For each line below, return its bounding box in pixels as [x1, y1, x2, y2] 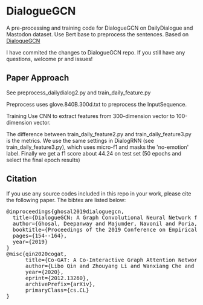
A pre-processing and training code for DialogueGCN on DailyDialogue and [6, 24, 193, 31]
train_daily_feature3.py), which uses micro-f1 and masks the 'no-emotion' [6, 143, 189, 151]
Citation [6, 174, 37, 184]
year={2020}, [25, 268, 64, 275]
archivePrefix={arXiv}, [25, 280, 96, 287]
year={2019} [12, 238, 48, 245]
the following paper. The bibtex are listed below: [6, 196, 126, 203]
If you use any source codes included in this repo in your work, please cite [6, 189, 192, 197]
